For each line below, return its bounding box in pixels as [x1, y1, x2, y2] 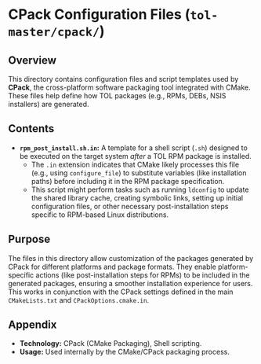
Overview [8, 53, 57, 67]
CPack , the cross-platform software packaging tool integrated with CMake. [8, 83, 251, 92]
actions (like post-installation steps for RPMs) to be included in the [35, 270, 251, 280]
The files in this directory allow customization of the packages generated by [8, 253, 254, 263]
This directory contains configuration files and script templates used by [8, 75, 239, 83]
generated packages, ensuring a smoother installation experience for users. [8, 278, 253, 288]
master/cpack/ [8, 25, 100, 40]
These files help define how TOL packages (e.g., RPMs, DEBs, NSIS [8, 91, 227, 100]
